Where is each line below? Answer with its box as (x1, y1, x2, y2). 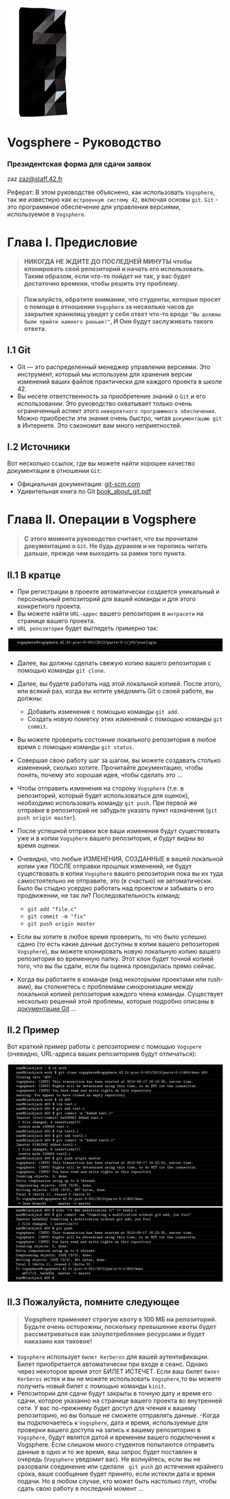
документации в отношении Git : (7, 467, 102, 475)
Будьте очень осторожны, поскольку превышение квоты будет (23, 1323, 217, 1331)
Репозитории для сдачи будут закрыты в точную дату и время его (16, 1389, 212, 1397)
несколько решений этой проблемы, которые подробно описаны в (16, 997, 214, 1005)
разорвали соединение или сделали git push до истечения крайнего (16, 1462, 224, 1470)
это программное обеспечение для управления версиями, (7, 203, 181, 211)
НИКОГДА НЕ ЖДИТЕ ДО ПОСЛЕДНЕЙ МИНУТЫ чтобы (23, 258, 192, 266)
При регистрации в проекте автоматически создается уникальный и (16, 587, 220, 596)
